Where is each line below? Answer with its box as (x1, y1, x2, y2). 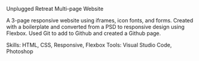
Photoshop (6, 48, 34, 55)
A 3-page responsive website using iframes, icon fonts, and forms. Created (6, 17, 194, 24)
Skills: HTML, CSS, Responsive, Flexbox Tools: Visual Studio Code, (6, 42, 172, 48)
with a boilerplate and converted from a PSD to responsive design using (6, 24, 185, 30)
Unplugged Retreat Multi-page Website (6, 5, 104, 12)
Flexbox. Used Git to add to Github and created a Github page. (6, 30, 161, 37)
